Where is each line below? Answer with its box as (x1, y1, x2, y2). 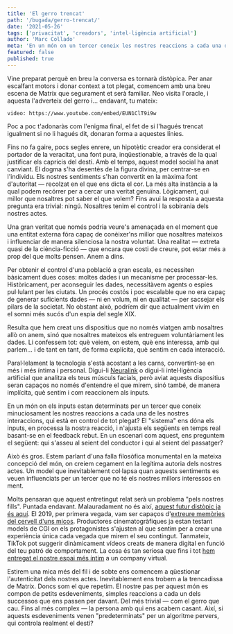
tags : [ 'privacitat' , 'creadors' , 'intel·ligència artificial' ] (7, 29, 197, 37)
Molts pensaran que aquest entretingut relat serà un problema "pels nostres (7, 495, 224, 503)
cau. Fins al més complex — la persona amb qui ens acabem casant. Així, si (7, 604, 223, 612)
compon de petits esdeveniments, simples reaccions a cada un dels (7, 589, 201, 597)
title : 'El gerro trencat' (7, 10, 85, 17)
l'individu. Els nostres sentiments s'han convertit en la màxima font (7, 172, 198, 180)
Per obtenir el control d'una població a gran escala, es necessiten (7, 265, 195, 274)
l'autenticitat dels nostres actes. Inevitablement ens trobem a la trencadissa (7, 574, 223, 583)
